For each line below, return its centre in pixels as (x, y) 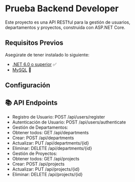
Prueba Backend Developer (62, 9)
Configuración (28, 85)
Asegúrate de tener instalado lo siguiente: (47, 55)
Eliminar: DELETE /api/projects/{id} (47, 174)
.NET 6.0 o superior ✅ (34, 64)
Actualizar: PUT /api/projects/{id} (46, 169)
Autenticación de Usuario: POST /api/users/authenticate (69, 122)
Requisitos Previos (34, 43)
